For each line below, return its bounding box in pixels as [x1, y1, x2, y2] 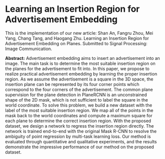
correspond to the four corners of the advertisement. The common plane [5, 86, 153, 92]
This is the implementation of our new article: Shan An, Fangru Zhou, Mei [5, 30, 154, 36]
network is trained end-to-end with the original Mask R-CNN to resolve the [5, 128, 157, 134]
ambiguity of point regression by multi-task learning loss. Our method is [5, 133, 151, 139]
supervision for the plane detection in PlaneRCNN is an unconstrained [5, 92, 147, 98]
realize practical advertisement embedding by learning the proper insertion [5, 71, 158, 77]
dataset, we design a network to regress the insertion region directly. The [5, 123, 154, 129]
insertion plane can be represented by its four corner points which [5, 81, 139, 87]
